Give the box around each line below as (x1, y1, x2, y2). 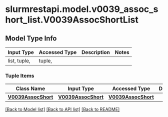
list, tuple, (7, 57, 31, 64)
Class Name (15, 85, 45, 92)
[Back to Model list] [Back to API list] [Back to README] (5, 106, 120, 112)
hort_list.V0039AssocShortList (5, 14, 138, 25)
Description (81, 49, 110, 55)
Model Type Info (5, 34, 57, 42)
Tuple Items (5, 72, 34, 79)
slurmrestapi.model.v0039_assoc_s (5, 3, 158, 15)
